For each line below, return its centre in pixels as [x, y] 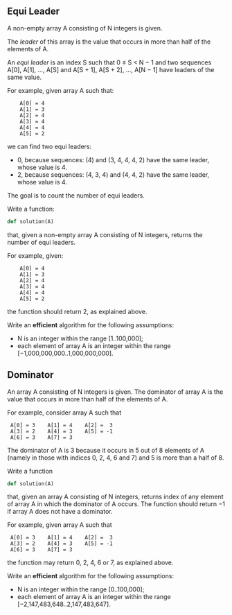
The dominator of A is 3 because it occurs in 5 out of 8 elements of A [106, 450]
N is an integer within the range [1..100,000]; [80, 338]
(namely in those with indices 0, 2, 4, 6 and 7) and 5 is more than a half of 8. [116, 458]
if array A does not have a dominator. [60, 512]
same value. [25, 77]
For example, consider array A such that [64, 413]
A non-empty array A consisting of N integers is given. [85, 28]
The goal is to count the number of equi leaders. [76, 195]
